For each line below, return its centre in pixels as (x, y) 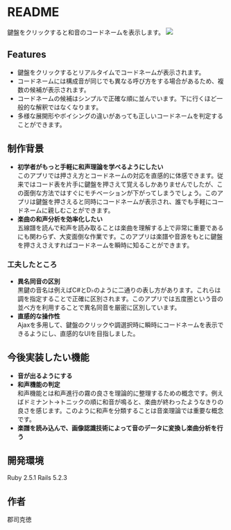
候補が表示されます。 (60, 89)
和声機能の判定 (38, 384)
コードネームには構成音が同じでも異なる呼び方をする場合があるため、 (118, 81)
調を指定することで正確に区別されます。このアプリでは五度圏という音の (120, 298)
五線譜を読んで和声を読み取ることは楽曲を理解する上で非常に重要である (120, 228)
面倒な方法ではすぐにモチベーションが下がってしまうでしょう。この (120, 193)
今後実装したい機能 (48, 358)
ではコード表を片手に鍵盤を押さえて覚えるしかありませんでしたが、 (120, 184)
